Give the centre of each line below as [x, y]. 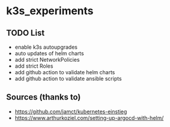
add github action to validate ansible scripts [68, 79]
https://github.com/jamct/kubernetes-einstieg [71, 112]
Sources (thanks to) [44, 97]
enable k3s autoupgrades [46, 47]
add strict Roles [34, 66]
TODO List [25, 33]
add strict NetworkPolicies [47, 60]
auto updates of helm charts [49, 53]
